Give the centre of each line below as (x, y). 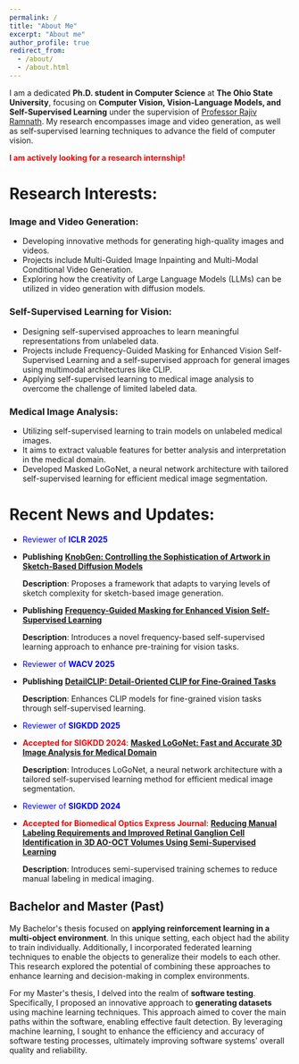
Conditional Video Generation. (78, 270)
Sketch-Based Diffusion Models (83, 566)
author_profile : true (50, 42)
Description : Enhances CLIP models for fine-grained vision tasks (141, 698)
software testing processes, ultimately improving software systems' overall (147, 1040)
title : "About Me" (43, 26)
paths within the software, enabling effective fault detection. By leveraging (146, 1021)
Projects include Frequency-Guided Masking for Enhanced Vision (142, 350)
